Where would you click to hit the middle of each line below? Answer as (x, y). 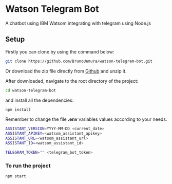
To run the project (28, 165)
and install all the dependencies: (40, 100)
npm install (18, 109)
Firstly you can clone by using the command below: (60, 51)
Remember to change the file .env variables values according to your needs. (86, 119)
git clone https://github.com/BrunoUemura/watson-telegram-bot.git (79, 61)
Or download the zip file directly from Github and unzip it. (66, 71)
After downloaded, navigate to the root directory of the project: (72, 81)
